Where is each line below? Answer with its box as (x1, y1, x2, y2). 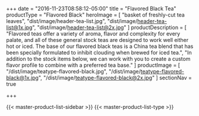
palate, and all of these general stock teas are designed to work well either (6, 37, 189, 43)
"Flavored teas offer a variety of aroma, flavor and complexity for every (6, 30, 181, 37)
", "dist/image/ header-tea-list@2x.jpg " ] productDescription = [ (32, 24, 187, 31)
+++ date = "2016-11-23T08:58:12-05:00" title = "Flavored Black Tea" (6, 5, 176, 12)
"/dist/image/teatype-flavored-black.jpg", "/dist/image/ (6, 68, 141, 75)
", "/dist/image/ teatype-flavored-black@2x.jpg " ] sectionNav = (38, 74, 192, 81)
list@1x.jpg (6, 24, 33, 31)
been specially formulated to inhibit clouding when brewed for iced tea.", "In (6, 49, 192, 56)
